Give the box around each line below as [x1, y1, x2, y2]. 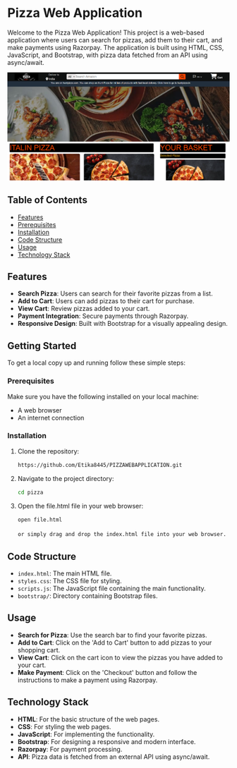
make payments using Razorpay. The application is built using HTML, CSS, [7, 43, 224, 51]
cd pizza [17, 489, 44, 496]
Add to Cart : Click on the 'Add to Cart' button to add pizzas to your [17, 638, 212, 647]
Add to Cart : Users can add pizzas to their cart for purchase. [17, 297, 195, 305]
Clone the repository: [17, 446, 80, 456]
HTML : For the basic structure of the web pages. [17, 714, 160, 724]
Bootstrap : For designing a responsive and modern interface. [17, 737, 196, 745]
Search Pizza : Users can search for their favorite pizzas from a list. [17, 289, 213, 298]
